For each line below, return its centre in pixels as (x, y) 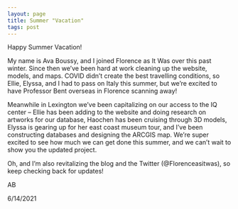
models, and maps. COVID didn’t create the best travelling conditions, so (114, 76)
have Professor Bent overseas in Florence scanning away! (92, 91)
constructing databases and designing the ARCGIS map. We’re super (108, 135)
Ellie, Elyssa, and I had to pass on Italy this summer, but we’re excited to (113, 84)
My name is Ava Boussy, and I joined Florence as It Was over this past (109, 61)
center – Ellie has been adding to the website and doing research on (107, 112)
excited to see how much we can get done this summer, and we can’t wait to (119, 142)
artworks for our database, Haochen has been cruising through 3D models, (117, 120)
